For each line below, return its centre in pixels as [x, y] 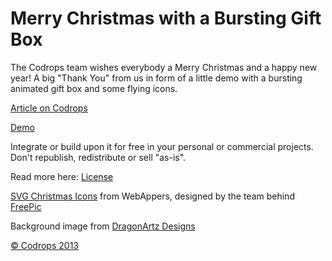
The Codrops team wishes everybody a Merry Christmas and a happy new [164, 67]
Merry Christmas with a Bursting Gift [166, 18]
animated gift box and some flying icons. [94, 88]
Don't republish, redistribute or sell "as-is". [98, 157]
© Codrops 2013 [44, 245]
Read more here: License [62, 176]
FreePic [26, 206]
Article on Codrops [49, 108]
